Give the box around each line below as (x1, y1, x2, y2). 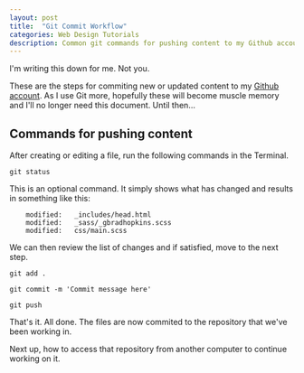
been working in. (9, 326, 72, 337)
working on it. (9, 353, 61, 364)
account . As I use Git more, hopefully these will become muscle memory (9, 90, 280, 101)
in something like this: (9, 193, 90, 204)
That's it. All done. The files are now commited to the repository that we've (9, 317, 288, 328)
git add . (9, 269, 47, 278)
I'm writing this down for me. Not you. (9, 63, 150, 74)
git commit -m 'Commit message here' (9, 285, 152, 294)
